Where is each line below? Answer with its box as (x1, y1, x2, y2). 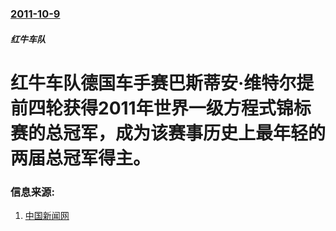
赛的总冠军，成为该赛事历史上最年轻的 (10, 122, 327, 144)
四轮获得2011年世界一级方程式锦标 (28, 97, 312, 119)
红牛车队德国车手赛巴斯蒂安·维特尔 (10, 72, 297, 94)
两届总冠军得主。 (10, 147, 152, 169)
